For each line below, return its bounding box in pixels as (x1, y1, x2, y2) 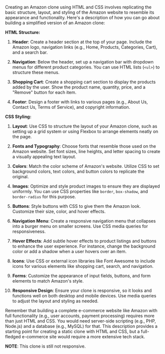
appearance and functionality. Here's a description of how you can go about (5, 15, 160, 20)
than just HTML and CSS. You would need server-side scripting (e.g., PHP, (5, 318, 156, 324)
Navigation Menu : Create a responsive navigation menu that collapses (12, 218, 156, 224)
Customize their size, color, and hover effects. (12, 209, 106, 214)
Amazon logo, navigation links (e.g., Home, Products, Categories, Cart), (12, 44, 158, 50)
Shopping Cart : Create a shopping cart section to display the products (12, 79, 156, 85)
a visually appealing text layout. (12, 154, 76, 160)
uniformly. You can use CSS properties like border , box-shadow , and (12, 189, 148, 194)
